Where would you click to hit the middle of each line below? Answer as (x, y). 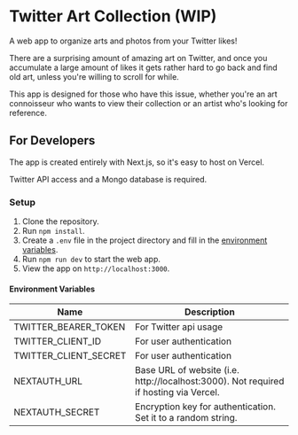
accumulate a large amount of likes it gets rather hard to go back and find (143, 67)
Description (210, 312)
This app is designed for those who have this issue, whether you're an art (143, 94)
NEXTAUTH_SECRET (57, 412)
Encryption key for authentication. (205, 407)
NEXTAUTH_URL (48, 381)
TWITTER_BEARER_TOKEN (70, 327)
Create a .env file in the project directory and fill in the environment (145, 240)
